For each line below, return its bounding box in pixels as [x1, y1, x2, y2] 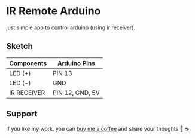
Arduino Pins [57, 59, 96, 67]
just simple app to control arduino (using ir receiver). [6, 24, 136, 31]
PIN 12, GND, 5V [53, 88, 100, 97]
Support [6, 109, 38, 119]
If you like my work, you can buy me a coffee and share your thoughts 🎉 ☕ [6, 125, 190, 132]
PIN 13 [53, 69, 72, 77]
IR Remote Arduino [6, 4, 101, 18]
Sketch [6, 41, 33, 51]
